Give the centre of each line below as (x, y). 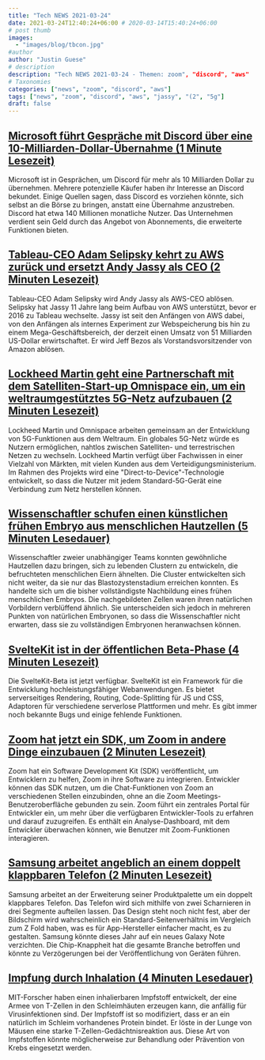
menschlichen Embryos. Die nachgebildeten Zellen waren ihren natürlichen (131, 600)
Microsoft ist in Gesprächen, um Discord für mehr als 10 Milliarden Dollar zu (131, 180)
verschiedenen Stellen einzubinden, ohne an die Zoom (97, 796)
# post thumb (30, 30)
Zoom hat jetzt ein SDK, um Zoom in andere (117, 739)
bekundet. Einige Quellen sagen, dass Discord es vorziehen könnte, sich (126, 196)
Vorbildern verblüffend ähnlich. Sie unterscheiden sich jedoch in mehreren (129, 608)
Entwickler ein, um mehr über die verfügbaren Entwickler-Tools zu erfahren (131, 813)
